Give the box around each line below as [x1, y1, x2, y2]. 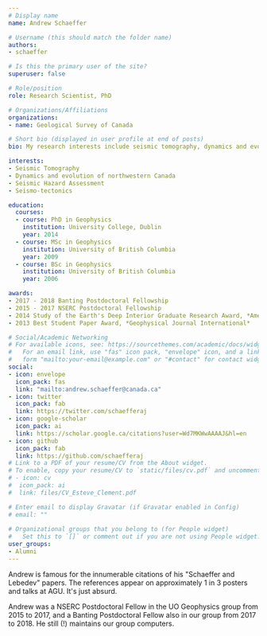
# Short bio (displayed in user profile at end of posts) [8, 135, 204, 143]
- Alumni [8, 548, 37, 556]
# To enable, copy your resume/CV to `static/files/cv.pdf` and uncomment [8, 466, 261, 474]
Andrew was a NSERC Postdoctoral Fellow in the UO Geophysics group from [8, 602, 258, 611]
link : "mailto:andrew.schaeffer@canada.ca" [15, 385, 161, 393]
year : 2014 [22, 231, 59, 239]
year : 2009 [22, 252, 59, 261]
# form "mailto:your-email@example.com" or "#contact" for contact [8, 356, 244, 364]
